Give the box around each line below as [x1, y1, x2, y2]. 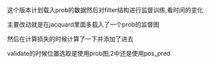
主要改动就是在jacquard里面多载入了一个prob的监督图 [7, 20, 160, 29]
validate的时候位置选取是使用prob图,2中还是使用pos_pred [7, 50, 171, 57]
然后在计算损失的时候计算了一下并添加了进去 [7, 35, 134, 43]
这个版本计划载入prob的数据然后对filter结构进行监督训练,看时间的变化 [7, 6, 204, 14]
